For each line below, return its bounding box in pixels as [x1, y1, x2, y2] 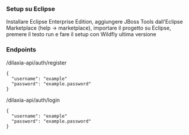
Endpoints [6, 46, 37, 54]
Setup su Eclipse [6, 5, 55, 13]
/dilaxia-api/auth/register [6, 59, 67, 66]
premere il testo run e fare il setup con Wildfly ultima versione [6, 31, 157, 38]
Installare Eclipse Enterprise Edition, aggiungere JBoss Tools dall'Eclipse [6, 18, 183, 25]
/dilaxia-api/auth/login [6, 97, 60, 104]
